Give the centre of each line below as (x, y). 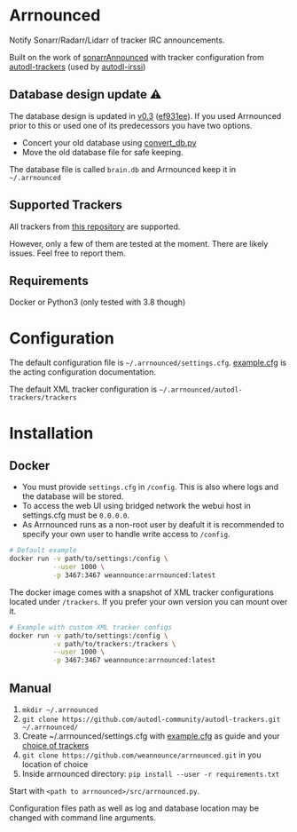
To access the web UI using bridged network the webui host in (136, 506)
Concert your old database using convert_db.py (109, 142)
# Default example (43, 551)
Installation (51, 433)
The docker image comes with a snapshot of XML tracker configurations (141, 592)
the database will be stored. (73, 496)
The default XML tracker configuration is (83, 389)
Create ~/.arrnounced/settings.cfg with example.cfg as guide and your (151, 736)
